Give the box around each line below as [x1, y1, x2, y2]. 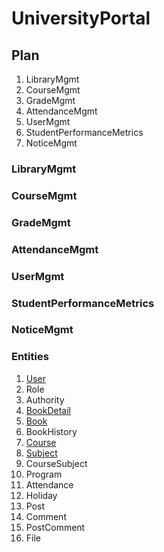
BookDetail [25, 404, 71, 416]
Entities [11, 350, 49, 364]
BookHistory [25, 425, 78, 437]
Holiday [25, 489, 58, 501]
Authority [25, 393, 65, 406]
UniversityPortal [11, 7, 151, 30]
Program [25, 468, 63, 480]
